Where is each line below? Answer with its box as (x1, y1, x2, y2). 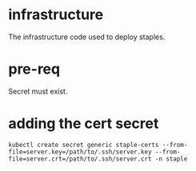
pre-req (8, 60, 61, 78)
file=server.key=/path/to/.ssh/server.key (8, 148, 152, 156)
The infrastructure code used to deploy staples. (8, 32, 166, 42)
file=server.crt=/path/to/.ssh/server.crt (8, 154, 152, 163)
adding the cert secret (8, 114, 159, 133)
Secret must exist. (8, 86, 68, 96)
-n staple (154, 154, 188, 163)
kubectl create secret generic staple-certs (8, 141, 159, 149)
